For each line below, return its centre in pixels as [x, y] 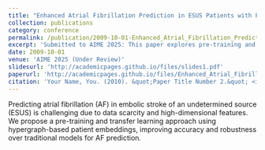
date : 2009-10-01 [37, 52]
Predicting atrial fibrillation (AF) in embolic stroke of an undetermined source [132, 104]
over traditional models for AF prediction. [75, 137]
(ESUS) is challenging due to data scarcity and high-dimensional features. [128, 112]
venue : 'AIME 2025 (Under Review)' [67, 60]
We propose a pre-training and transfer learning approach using [112, 121]
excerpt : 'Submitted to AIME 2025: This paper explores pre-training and [132, 45]
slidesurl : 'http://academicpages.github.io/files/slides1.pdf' [116, 67]
